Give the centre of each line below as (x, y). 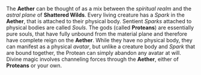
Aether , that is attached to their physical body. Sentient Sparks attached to (99, 21)
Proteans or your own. (34, 65)
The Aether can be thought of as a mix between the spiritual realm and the (99, 9)
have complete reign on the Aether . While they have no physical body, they (100, 40)
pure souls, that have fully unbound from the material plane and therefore (97, 34)
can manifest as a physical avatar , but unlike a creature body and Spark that (101, 46)
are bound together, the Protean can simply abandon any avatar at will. (94, 53)
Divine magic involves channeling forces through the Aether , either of (92, 59)
